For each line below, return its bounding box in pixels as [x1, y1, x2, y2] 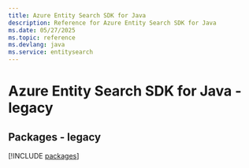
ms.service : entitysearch [8, 48, 93, 56]
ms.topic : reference [8, 33, 76, 42]
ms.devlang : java [8, 41, 65, 49]
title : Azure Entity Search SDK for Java [8, 11, 147, 20]
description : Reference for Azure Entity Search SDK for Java [8, 19, 217, 27]
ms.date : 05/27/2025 [8, 26, 76, 34]
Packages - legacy [8, 130, 101, 144]
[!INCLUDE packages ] [8, 151, 80, 160]
